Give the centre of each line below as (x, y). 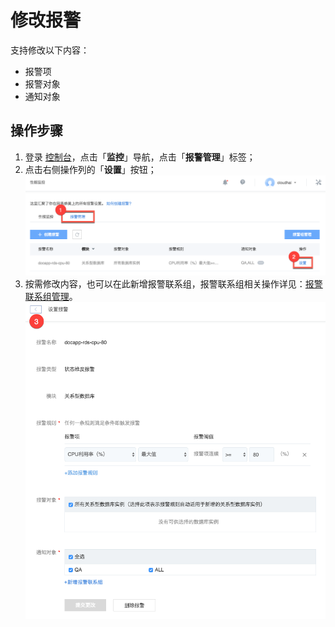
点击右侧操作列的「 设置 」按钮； (90, 169)
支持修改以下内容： (50, 50)
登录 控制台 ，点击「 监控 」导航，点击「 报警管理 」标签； (140, 157)
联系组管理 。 (51, 296)
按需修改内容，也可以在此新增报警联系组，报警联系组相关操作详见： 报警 (173, 283)
